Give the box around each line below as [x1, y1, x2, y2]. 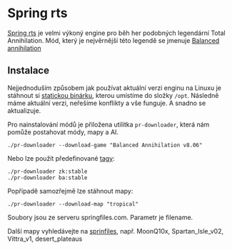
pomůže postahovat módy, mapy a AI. [7, 127, 119, 136]
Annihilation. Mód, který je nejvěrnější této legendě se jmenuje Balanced [7, 36, 220, 44]
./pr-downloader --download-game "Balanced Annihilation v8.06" [7, 141, 203, 149]
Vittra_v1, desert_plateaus [7, 234, 83, 243]
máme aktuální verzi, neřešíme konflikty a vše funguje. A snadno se [7, 99, 206, 107]
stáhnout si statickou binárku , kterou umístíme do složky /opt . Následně [7, 91, 219, 99]
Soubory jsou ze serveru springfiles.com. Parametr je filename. [7, 213, 193, 221]
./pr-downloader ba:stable [7, 174, 88, 181]
